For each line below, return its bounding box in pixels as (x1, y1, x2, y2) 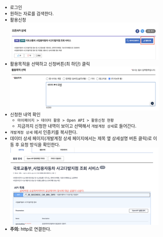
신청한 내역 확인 (9, 111, 41, 118)
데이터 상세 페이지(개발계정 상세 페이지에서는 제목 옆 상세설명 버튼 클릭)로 (9, 136, 152, 142)
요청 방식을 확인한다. (20, 142, 60, 148)
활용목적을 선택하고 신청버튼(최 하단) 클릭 (9, 61, 90, 67)
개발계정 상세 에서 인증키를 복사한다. (9, 129, 78, 135)
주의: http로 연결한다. (9, 226, 52, 232)
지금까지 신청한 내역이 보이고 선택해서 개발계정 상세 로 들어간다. (17, 123, 137, 129)
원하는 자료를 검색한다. (9, 10, 54, 16)
